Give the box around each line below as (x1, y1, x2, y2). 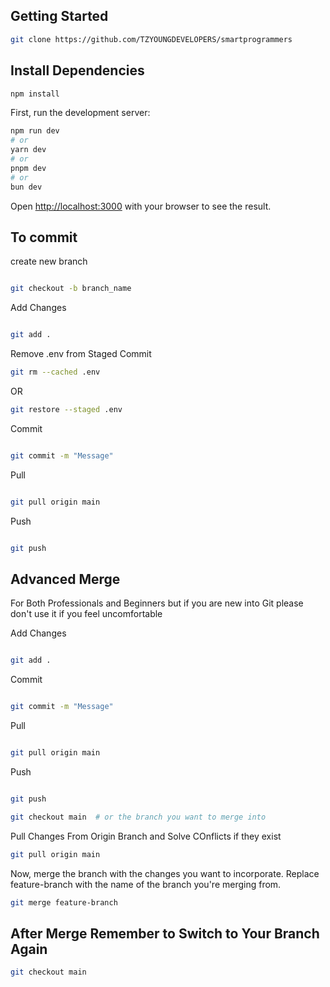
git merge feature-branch (10, 897, 118, 908)
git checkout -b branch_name (10, 284, 132, 294)
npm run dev (10, 126, 60, 136)
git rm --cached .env (10, 367, 101, 378)
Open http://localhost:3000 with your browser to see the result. (10, 200, 272, 212)
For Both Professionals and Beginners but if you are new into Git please (10, 597, 304, 609)
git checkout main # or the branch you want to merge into (10, 812, 267, 822)
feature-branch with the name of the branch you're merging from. (10, 878, 282, 890)
